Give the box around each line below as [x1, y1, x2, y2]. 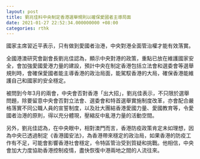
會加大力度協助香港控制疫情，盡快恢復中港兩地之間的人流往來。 [6, 147, 162, 154]
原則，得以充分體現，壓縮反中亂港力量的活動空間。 [32, 112, 158, 119]
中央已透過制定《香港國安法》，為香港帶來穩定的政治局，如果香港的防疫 [11, 132, 186, 139]
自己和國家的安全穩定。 [11, 77, 69, 84]
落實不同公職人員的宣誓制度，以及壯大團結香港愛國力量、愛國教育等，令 [11, 104, 189, 112]
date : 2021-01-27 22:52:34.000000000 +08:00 [6, 20, 118, 26]
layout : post [6, 8, 39, 15]
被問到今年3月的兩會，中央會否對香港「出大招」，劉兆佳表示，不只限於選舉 [6, 90, 189, 97]
